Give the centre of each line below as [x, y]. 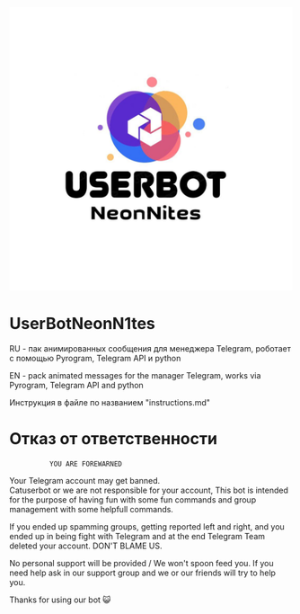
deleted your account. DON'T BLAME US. [86, 546]
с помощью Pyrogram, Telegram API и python [95, 358]
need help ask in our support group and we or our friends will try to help [143, 573]
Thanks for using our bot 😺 [60, 600]
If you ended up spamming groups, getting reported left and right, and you [147, 526]
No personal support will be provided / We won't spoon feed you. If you [141, 563]
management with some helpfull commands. [91, 509]
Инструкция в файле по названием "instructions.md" [110, 402]
